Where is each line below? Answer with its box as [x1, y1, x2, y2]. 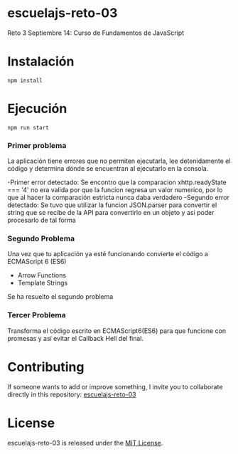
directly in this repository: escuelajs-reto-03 [7, 390, 136, 398]
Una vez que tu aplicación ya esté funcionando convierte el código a [7, 250, 208, 258]
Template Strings [17, 279, 68, 287]
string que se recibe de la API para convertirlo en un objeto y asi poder [7, 208, 215, 217]
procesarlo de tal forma [7, 216, 76, 225]
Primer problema [7, 140, 67, 150]
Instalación [7, 53, 75, 70]
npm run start [7, 124, 50, 131]
